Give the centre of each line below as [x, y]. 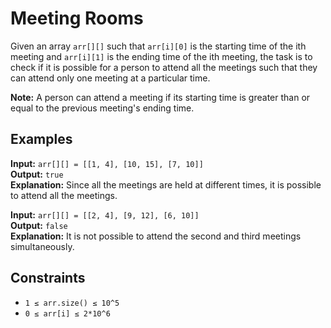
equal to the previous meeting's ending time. [102, 108]
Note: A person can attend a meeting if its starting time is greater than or [160, 97]
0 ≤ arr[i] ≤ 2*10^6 [67, 313]
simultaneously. [42, 246]
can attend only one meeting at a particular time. [110, 78]
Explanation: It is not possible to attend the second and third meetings [156, 236]
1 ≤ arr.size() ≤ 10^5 [72, 303]
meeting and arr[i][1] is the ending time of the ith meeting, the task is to [161, 56]
